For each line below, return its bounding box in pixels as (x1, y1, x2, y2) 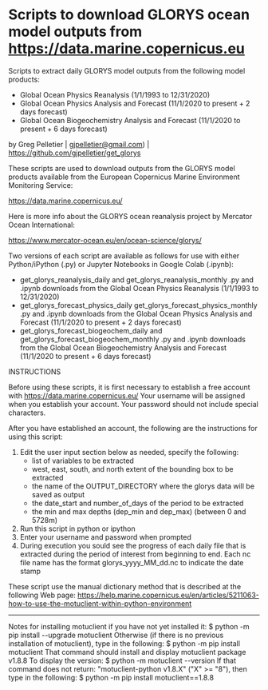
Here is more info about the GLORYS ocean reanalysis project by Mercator (8, 211, 253, 221)
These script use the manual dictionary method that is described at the (8, 581, 242, 591)
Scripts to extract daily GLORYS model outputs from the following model (8, 66, 246, 75)
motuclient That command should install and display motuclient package (8, 647, 246, 656)
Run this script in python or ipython (19, 524, 136, 533)
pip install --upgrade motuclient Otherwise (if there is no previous (8, 630, 224, 640)
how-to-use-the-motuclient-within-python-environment (8, 598, 192, 608)
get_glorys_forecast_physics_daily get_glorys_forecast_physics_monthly (19, 300, 258, 309)
